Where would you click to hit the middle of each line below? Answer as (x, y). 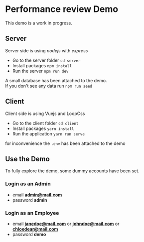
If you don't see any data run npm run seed (49, 86)
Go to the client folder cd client (45, 123)
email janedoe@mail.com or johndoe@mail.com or (66, 224)
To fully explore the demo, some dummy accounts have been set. (72, 171)
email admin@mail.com (37, 195)
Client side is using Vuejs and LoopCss (45, 114)
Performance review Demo (62, 9)
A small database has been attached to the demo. (56, 80)
